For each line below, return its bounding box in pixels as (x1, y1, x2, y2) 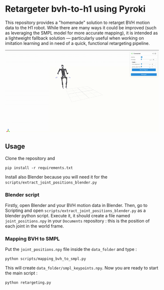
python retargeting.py (5, 280, 51, 285)
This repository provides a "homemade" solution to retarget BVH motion (5, 20, 150, 25)
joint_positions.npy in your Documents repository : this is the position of (5, 218, 150, 224)
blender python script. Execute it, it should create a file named (5, 212, 130, 218)
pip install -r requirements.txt (5, 165, 73, 170)
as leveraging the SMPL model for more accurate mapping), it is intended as (5, 30, 158, 36)
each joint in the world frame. (5, 223, 64, 229)
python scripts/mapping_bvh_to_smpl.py (5, 256, 86, 262)
